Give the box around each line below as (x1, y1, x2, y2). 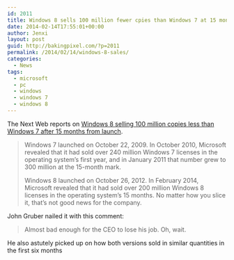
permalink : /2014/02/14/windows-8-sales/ (7, 49, 130, 56)
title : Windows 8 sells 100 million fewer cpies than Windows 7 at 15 (7, 17, 217, 24)
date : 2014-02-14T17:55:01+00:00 (7, 23, 104, 30)
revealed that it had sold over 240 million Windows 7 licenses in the (24, 147, 218, 156)
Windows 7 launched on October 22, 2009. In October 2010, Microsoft (24, 140, 226, 149)
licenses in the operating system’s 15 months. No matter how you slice (24, 190, 226, 199)
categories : (7, 56, 42, 63)
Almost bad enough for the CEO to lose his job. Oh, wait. (24, 225, 187, 234)
